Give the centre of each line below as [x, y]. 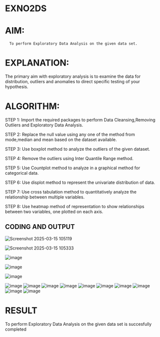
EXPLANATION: [37, 63]
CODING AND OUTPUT [40, 227]
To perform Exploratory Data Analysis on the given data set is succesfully [78, 324]
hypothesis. [17, 87]
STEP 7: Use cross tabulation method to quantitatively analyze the [71, 192]
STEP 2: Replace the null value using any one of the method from [70, 134]
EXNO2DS [26, 9]
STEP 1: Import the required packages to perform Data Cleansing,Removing [80, 120]
